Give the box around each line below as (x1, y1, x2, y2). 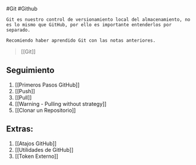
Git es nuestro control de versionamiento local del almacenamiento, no (6, 17, 191, 23)
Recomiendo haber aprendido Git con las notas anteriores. (6, 38, 156, 44)
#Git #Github (6, 5, 38, 12)
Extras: (6, 124, 34, 134)
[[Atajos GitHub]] (14, 140, 57, 147)
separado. (6, 27, 31, 33)
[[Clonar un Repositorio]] (14, 106, 76, 114)
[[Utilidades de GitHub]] (14, 146, 74, 153)
